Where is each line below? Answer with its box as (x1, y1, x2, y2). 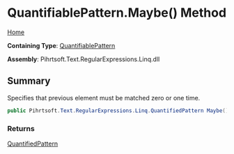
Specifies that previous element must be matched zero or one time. (7, 93, 201, 102)
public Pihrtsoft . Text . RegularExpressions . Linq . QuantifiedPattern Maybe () (7, 107, 229, 114)
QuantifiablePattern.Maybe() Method (7, 5, 227, 21)
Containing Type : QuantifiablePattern (7, 41, 116, 49)
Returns (7, 123, 35, 133)
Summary (7, 75, 51, 87)
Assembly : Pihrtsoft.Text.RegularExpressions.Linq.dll (7, 54, 160, 63)
